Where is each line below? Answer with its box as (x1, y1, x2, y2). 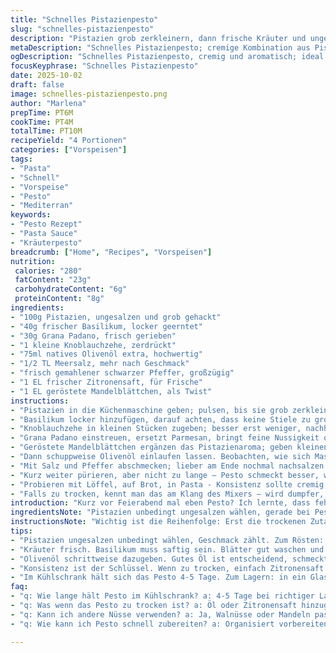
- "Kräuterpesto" (10, 237, 83, 248)
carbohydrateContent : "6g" (14, 284, 128, 295)
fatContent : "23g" (14, 275, 92, 285)
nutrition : (10, 256, 56, 266)
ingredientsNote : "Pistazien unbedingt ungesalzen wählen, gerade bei (10, 507, 311, 518)
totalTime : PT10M (10, 126, 83, 136)
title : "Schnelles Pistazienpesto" (10, 14, 159, 25)
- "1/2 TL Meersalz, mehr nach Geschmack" (10, 359, 190, 369)
